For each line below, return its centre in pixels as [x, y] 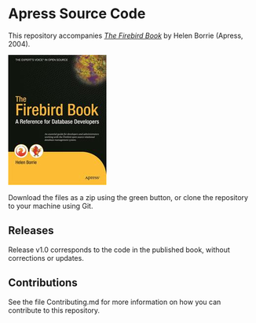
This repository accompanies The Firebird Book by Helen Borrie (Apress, [126, 35]
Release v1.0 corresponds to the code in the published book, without [119, 250]
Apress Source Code [77, 14]
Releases [31, 230]
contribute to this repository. [54, 310]
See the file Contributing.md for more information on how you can [115, 302]
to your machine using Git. [51, 206]
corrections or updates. [46, 258]
